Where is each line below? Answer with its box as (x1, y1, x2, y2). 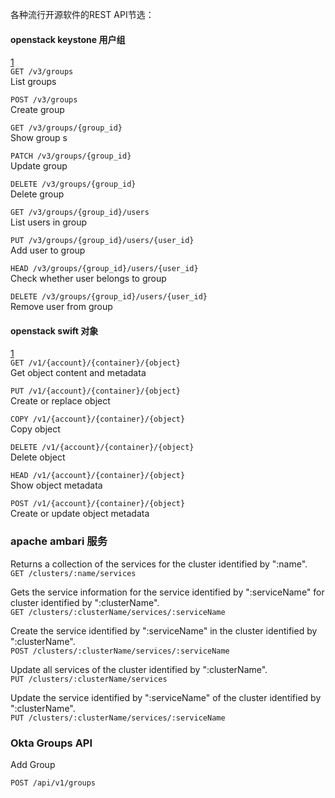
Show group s (10, 132, 68, 144)
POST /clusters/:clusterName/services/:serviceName (10, 646, 230, 656)
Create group (10, 104, 65, 116)
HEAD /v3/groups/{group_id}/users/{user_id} (10, 264, 199, 274)
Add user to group (10, 244, 86, 257)
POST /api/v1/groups (10, 778, 97, 788)
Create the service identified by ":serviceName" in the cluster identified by (10, 624, 318, 637)
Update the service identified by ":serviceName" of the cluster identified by (10, 691, 322, 703)
